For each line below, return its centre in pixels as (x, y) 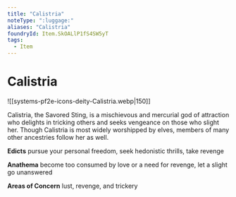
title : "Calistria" (36, 14)
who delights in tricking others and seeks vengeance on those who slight (113, 122)
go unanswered (30, 172)
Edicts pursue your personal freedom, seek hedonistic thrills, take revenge (116, 151)
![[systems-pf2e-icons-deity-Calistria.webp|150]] (79, 101)
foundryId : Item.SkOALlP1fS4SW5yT (58, 34)
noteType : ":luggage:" (41, 20)
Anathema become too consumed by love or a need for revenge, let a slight (117, 165)
